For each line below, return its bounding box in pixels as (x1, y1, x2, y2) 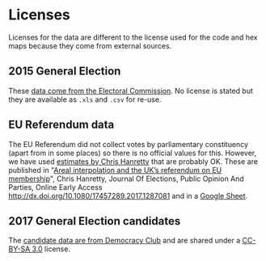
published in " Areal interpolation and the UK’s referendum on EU (8, 165, 222, 175)
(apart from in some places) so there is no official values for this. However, (8, 148, 257, 158)
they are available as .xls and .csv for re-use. (8, 95, 162, 104)
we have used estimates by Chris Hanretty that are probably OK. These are (8, 156, 259, 166)
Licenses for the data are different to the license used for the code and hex (8, 32, 258, 42)
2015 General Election (8, 65, 121, 78)
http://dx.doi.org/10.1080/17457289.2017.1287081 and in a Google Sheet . (8, 191, 248, 200)
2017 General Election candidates (8, 214, 181, 228)
